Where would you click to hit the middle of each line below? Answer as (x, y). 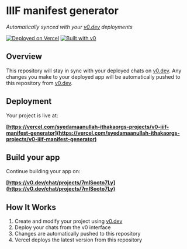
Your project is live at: (32, 115)
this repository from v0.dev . (39, 83)
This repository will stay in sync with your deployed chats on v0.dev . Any (94, 71)
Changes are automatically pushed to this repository (77, 234)
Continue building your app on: (43, 171)
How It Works (31, 207)
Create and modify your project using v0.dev (68, 221)
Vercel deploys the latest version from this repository (78, 240)
